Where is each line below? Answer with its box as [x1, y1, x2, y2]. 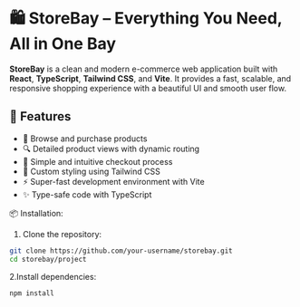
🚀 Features [9, 109, 72, 124]
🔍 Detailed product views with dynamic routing [22, 143, 200, 154]
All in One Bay [9, 34, 116, 54]
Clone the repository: [22, 228, 102, 239]
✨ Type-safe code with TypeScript [22, 188, 152, 200]
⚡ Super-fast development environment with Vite [22, 176, 206, 187]
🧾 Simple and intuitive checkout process [22, 156, 173, 167]
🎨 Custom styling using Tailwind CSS [22, 166, 160, 177]
